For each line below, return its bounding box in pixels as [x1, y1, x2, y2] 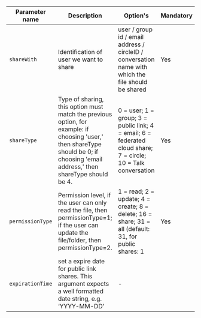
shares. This [57, 272, 93, 280]
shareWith [9, 56, 37, 62]
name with [118, 63, 148, 71]
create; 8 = [118, 202, 149, 211]
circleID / [118, 48, 144, 56]
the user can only [57, 199, 107, 206]
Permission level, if [57, 191, 111, 199]
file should [118, 78, 148, 86]
